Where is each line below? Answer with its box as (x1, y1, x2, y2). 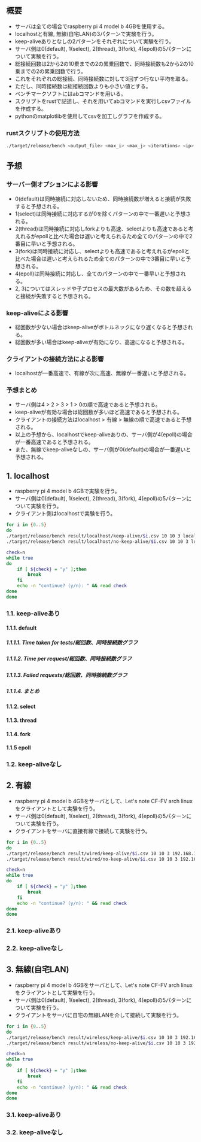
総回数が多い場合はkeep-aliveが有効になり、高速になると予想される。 (14, 338, 188, 345)
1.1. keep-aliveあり (6, 609, 60, 618)
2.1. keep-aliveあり (6, 927, 62, 935)
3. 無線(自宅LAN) (6, 964, 69, 974)
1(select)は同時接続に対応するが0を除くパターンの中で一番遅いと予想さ (14, 210, 191, 217)
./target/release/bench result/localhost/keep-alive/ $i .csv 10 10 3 (6, 533, 181, 539)
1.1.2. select (6, 703, 36, 710)
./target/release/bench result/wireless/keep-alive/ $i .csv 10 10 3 (6, 1034, 178, 1040)
